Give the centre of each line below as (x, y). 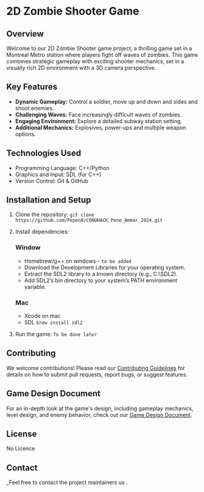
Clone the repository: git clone (55, 215)
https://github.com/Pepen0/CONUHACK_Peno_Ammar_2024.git (89, 221)
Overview (25, 34)
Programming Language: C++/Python (62, 168)
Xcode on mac (42, 316)
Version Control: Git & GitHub (51, 180)
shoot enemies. (34, 108)
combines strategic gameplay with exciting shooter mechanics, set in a (95, 61)
